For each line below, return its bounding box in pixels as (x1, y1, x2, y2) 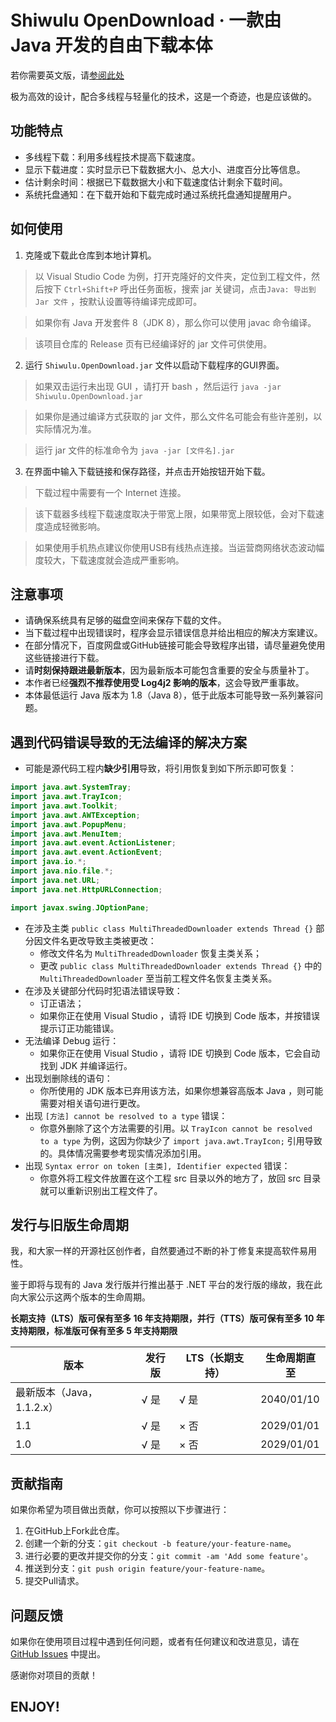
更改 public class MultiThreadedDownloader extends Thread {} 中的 (39, 959, 323, 971)
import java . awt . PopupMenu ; (10, 819, 128, 830)
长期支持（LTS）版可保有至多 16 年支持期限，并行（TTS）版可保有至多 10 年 (10, 1312, 325, 1325)
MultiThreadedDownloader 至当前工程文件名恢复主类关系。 (39, 972, 278, 984)
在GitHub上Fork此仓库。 (24, 1525, 125, 1537)
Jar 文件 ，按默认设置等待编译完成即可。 (34, 295, 203, 307)
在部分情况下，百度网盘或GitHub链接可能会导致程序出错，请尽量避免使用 (24, 639, 326, 651)
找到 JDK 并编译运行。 (39, 1059, 133, 1071)
